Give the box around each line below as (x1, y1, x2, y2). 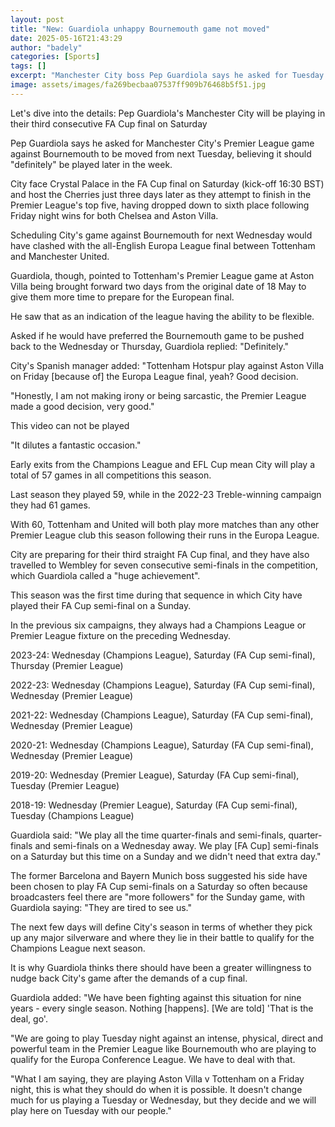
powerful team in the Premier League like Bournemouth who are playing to (10, 1042, 317, 1055)
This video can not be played (10, 419, 130, 431)
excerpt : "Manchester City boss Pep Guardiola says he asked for (10, 71, 288, 81)
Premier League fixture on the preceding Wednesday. (10, 629, 232, 641)
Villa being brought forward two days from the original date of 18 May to (10, 280, 307, 292)
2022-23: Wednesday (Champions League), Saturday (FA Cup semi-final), (10, 679, 316, 691)
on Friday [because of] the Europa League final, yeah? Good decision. (10, 370, 299, 382)
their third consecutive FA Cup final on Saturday (10, 117, 208, 130)
